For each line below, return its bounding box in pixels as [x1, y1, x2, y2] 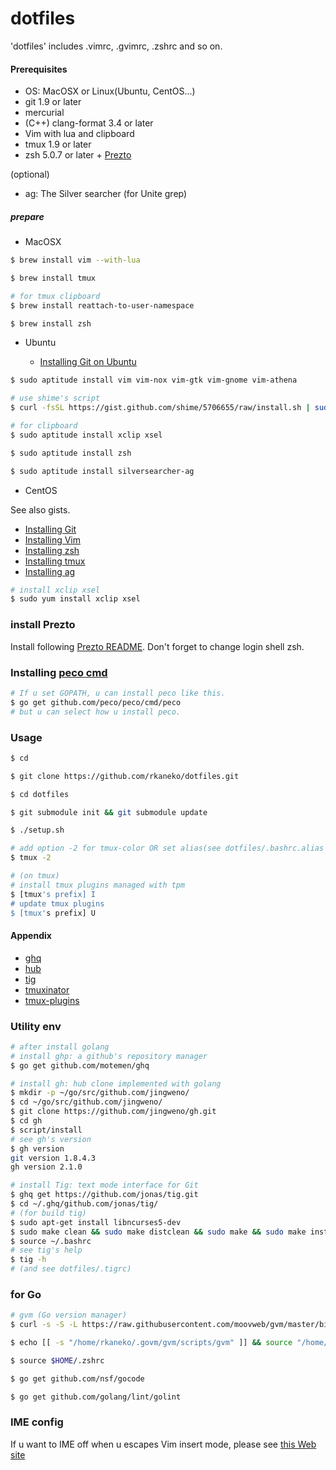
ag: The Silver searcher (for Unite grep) [24, 188, 188, 200]
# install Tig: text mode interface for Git [10, 1180, 199, 1191]
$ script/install [10, 1125, 83, 1135]
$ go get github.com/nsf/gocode [10, 1373, 145, 1384]
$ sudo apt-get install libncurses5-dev [10, 1217, 182, 1227]
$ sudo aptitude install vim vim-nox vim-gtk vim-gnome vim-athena [10, 375, 298, 386]
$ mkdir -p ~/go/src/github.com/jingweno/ [10, 1088, 190, 1098]
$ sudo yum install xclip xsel [10, 594, 141, 604]
